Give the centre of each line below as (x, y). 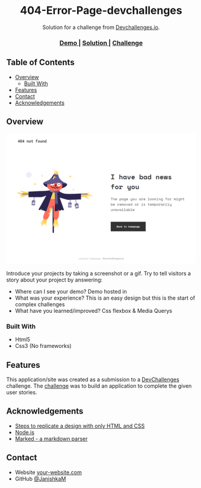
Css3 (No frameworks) (43, 346)
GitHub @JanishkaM (40, 478)
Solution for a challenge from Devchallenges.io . (101, 27)
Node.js (25, 432)
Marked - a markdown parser (51, 438)
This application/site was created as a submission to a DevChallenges (93, 380)
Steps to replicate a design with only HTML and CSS (80, 426)
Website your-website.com (48, 472)
